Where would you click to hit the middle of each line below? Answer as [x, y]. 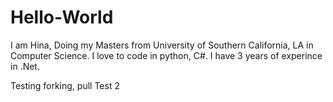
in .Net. [25, 66]
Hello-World [62, 17]
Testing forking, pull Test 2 [65, 85]
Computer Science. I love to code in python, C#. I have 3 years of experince [166, 55]
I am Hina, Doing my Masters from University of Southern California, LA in [162, 45]
